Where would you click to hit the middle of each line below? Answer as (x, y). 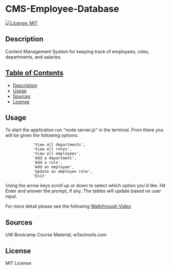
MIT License (18, 263)
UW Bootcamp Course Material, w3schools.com (56, 235)
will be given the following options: (42, 136)
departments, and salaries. (34, 57)
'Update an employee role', (63, 172)
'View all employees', (57, 154)
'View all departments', (59, 145)
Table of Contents (35, 73)
